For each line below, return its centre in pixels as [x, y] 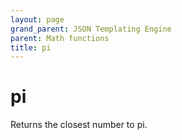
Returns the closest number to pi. [79, 125]
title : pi [31, 47]
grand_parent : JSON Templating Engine [91, 29]
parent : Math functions [60, 38]
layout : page [37, 19]
